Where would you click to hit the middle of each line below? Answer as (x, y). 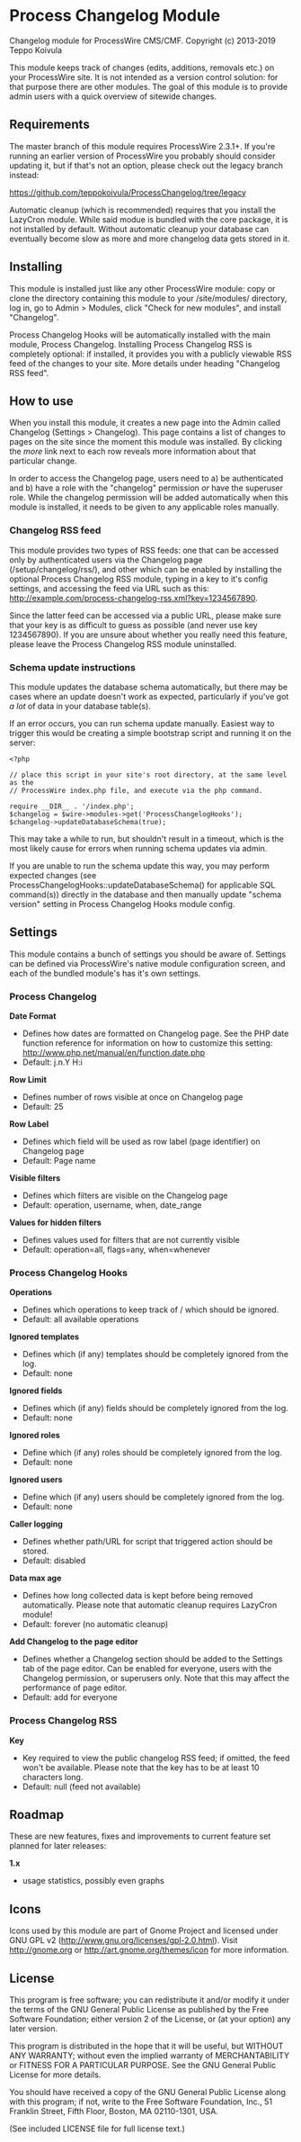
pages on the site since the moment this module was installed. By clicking (146, 442)
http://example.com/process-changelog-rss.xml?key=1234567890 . (133, 598)
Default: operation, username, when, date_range (112, 1205)
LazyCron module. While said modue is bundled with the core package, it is (149, 219)
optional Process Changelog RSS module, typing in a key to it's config (138, 579)
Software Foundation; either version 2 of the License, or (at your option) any (150, 2019)
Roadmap (37, 1815)
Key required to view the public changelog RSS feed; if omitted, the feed (156, 1758)
